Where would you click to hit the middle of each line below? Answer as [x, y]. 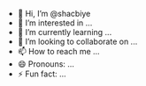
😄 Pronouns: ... [46, 64]
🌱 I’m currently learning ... [65, 32]
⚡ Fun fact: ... [42, 74]
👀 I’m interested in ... [55, 23]
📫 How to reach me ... [58, 51]
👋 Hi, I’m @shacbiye [54, 14]
